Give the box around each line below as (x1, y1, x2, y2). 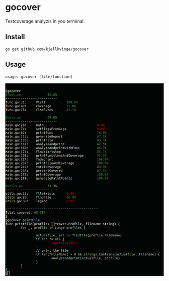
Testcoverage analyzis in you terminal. (5, 18, 85, 24)
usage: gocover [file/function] (5, 74, 73, 79)
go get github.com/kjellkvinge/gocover (5, 47, 89, 52)
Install (5, 33, 25, 41)
